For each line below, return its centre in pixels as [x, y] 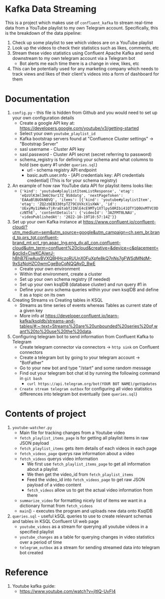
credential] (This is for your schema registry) [72, 180]
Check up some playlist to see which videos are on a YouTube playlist [82, 42]
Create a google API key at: [47, 123]
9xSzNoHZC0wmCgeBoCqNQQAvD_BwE [54, 263]
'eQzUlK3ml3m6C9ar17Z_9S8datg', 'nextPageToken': [71, 195]
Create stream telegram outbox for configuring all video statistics [86, 388]
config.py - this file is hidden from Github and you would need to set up [85, 112]
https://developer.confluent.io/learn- [82, 316]
